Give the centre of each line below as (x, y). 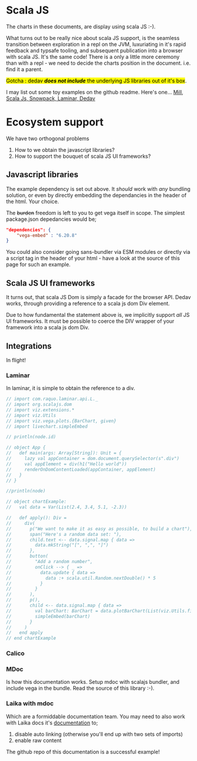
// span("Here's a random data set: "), (64, 534)
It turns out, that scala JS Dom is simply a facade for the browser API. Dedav (98, 297)
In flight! (16, 360)
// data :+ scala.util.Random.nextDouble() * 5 (81, 578)
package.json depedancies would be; (51, 219)
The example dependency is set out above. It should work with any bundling (98, 188)
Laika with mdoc (30, 703)
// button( (27, 556)
